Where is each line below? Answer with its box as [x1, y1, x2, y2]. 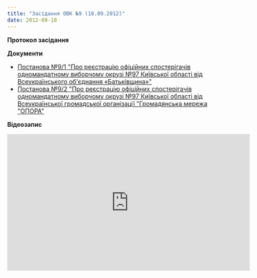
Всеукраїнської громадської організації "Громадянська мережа [17, 99, 208, 107]
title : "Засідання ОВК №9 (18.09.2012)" [7, 10, 126, 17]
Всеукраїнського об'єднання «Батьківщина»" [17, 77, 152, 85]
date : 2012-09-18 [7, 17, 57, 24]
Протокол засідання [7, 35, 69, 44]
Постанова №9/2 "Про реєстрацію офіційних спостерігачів [17, 85, 193, 93]
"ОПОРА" [17, 107, 45, 115]
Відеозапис [7, 120, 42, 128]
